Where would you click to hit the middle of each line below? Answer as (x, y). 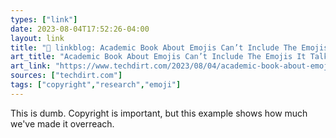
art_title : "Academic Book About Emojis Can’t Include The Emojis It (158, 57)
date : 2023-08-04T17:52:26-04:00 (80, 29)
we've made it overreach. (62, 123)
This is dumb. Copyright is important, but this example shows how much (159, 113)
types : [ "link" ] (44, 19)
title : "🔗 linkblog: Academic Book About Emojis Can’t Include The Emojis (169, 47)
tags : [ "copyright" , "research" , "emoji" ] (96, 85)
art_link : (31, 66)
